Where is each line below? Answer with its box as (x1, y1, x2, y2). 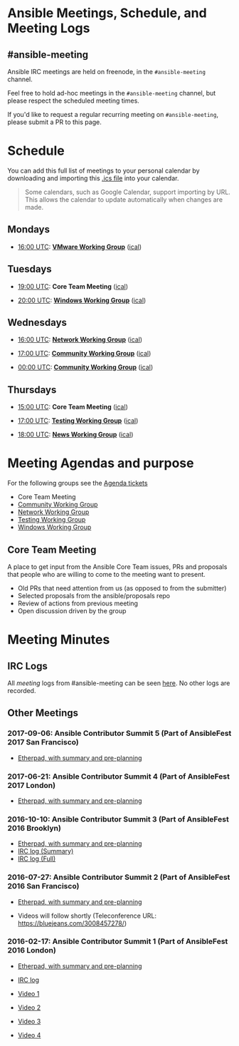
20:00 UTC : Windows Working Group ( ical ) (17, 296, 147, 304)
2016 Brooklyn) (7, 823, 62, 833)
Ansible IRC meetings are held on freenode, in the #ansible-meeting (7, 68, 206, 76)
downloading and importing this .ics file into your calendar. (7, 173, 179, 183)
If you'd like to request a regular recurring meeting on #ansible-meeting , (7, 111, 219, 118)
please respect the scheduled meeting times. (7, 96, 140, 105)
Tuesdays (7, 263, 52, 275)
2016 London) (7, 945, 57, 955)
